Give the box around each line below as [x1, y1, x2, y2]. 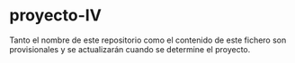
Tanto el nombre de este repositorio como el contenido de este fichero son [9, 35, 287, 45]
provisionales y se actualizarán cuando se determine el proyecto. [9, 43, 251, 54]
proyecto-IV [9, 5, 102, 26]
